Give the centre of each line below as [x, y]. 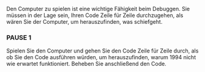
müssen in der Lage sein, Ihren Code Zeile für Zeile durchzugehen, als [95, 15]
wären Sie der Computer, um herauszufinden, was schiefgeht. [84, 22]
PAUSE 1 [19, 37]
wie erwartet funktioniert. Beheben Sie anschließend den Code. [86, 64]
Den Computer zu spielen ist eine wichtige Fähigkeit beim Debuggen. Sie [98, 9]
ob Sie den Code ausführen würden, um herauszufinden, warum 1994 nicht [101, 57]
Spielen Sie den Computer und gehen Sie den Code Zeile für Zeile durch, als [102, 51]
